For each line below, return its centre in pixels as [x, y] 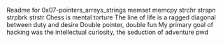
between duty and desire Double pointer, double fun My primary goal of [110, 25]
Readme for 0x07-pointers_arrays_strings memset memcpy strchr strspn [111, 10]
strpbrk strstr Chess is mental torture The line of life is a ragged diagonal [111, 17]
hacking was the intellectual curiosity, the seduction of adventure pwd [108, 32]
